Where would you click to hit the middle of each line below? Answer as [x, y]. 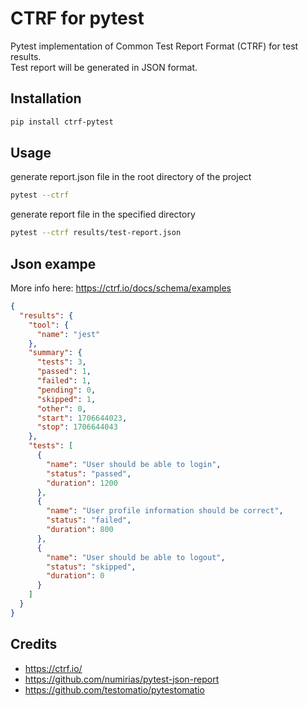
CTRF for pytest [77, 18]
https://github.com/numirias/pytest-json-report [122, 679]
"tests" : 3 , [61, 362]
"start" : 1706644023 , [82, 418]
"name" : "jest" [68, 334]
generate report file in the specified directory [103, 214]
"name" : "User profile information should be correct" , [165, 511]
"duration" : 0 [75, 576]
